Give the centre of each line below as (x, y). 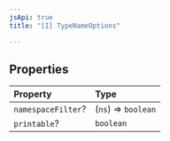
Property (33, 94)
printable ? (36, 123)
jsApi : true (31, 17)
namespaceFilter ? (50, 109)
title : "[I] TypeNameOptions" (65, 26)
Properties (39, 69)
